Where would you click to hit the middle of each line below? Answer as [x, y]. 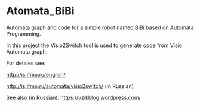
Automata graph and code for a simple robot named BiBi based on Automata [100, 27]
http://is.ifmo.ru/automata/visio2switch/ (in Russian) [70, 86]
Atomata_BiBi [40, 11]
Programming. [24, 33]
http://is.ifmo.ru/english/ [36, 74]
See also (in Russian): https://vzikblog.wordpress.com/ [74, 97]
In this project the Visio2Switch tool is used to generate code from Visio [94, 45]
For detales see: [26, 63]
